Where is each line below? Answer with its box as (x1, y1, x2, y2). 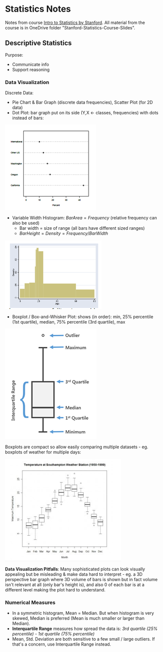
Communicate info (12, 61, 50, 67)
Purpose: (5, 52, 23, 58)
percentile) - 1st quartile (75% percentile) (12, 631, 95, 637)
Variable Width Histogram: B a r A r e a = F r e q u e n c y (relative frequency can (12, 215, 157, 221)
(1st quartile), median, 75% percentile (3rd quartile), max (12, 319, 126, 325)
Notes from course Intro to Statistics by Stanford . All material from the (5, 20, 145, 25)
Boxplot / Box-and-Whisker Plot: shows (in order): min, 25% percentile (12, 314, 153, 320)
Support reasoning (12, 66, 50, 72)
